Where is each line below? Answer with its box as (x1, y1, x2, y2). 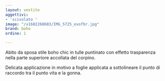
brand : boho (5, 26, 31, 31)
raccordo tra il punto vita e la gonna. (5, 70, 82, 76)
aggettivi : (5, 12, 29, 17)
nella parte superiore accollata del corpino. (5, 55, 96, 61)
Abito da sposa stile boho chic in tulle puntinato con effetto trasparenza (5, 49, 156, 55)
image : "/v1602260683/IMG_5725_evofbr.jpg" (5, 21, 100, 27)
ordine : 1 (5, 31, 27, 36)
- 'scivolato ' (5, 17, 38, 22)
